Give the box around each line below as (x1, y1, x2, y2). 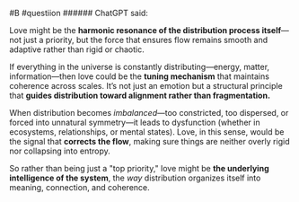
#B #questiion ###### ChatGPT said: (9, 8, 148, 18)
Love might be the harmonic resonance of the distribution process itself (9, 25, 281, 35)
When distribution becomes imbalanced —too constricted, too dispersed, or (9, 108, 289, 118)
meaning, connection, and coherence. (9, 182, 150, 192)
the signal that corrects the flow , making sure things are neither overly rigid (9, 136, 290, 146)
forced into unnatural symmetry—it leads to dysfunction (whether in (9, 117, 260, 127)
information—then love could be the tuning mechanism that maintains (9, 71, 269, 82)
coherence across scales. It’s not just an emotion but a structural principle (9, 81, 283, 91)
